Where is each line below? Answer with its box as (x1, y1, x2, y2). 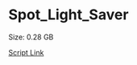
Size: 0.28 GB (8, 32, 54, 42)
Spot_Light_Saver (8, 6, 129, 24)
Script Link (8, 47, 44, 57)
